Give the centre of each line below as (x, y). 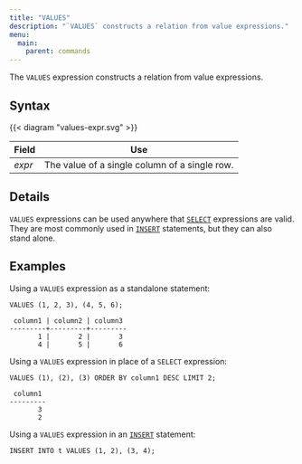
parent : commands (58, 52)
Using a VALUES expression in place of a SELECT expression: (118, 361)
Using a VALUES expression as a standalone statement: (110, 288)
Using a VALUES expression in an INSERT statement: (103, 434)
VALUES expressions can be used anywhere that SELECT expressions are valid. (152, 219)
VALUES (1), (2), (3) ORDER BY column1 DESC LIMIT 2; (113, 378)
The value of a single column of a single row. (139, 165)
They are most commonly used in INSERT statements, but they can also (141, 228)
